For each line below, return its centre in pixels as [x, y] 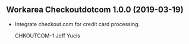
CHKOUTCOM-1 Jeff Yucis [47, 36]
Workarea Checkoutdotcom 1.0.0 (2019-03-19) [95, 10]
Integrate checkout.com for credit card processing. [77, 24]
